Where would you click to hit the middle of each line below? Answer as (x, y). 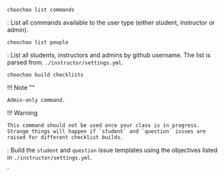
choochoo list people (38, 42)
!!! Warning (22, 113)
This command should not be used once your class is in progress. (103, 125)
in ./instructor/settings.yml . (50, 157)
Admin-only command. (37, 100)
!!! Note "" (21, 88)
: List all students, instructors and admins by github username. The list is (109, 55)
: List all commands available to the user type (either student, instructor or (111, 23)
